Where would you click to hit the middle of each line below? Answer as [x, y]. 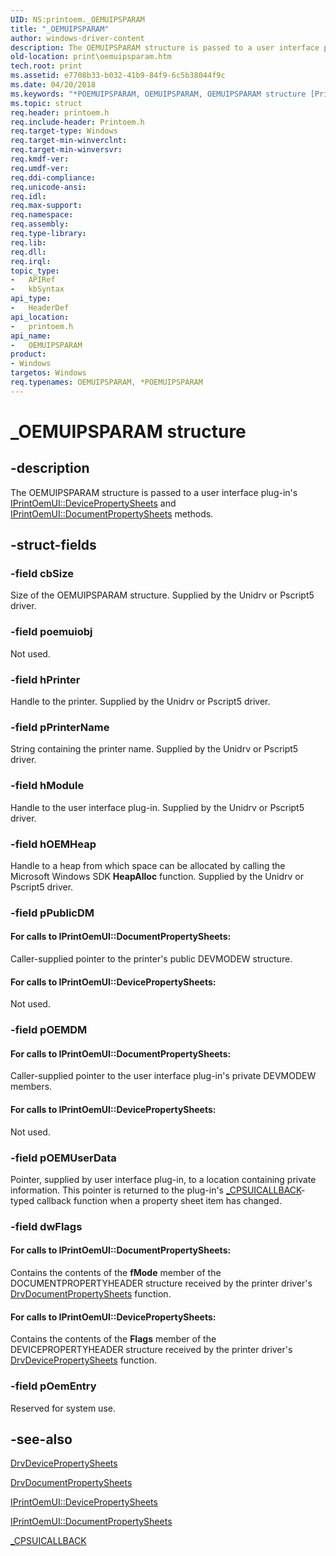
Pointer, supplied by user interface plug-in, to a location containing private [163, 1179]
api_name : [31, 336]
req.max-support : [46, 206]
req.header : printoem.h [60, 112]
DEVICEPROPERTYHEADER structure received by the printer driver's [151, 1350]
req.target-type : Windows [64, 131]
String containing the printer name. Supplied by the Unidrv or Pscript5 [154, 749]
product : [28, 354]
